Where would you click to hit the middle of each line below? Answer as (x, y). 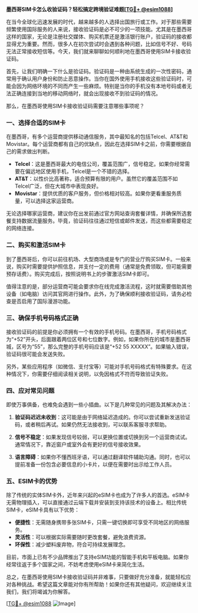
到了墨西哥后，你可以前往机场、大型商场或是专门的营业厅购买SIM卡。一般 (96, 259)
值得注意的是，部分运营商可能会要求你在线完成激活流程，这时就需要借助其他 (99, 286)
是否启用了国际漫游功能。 (42, 301)
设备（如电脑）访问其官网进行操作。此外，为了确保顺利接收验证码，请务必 (96, 294)
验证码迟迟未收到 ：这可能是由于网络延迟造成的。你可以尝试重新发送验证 (102, 417)
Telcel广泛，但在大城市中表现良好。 (58, 186)
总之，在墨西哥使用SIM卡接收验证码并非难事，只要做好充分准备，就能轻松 (96, 577)
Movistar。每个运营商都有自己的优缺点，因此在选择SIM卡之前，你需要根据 (96, 144)
